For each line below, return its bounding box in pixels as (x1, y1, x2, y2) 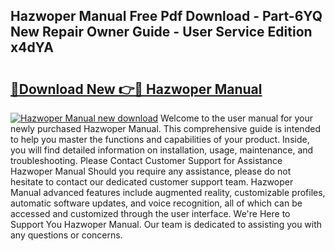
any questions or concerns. (10, 229, 123, 241)
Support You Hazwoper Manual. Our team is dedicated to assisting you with (10, 219, 323, 230)
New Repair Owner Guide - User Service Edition (10, 24, 313, 41)
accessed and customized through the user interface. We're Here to (10, 208, 291, 219)
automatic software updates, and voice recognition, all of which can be (10, 197, 303, 209)
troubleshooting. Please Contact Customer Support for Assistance (10, 155, 283, 166)
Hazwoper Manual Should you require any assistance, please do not (10, 165, 292, 177)
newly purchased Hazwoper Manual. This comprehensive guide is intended (10, 123, 321, 134)
